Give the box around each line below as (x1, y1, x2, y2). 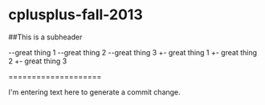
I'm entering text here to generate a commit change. (8, 87, 181, 97)
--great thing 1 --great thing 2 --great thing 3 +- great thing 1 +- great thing (8, 47, 258, 57)
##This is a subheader (8, 32, 83, 42)
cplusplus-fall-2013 (8, 6, 143, 24)
